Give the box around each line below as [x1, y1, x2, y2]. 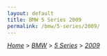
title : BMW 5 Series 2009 [7, 16, 81, 23]
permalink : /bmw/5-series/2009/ [7, 23, 100, 29]
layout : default [7, 10, 54, 17]
